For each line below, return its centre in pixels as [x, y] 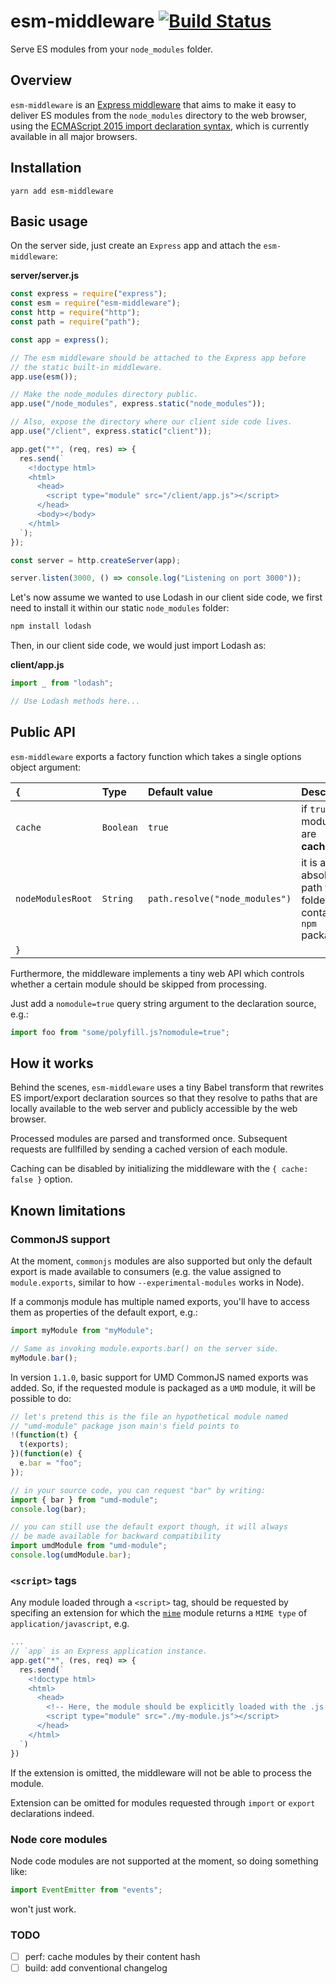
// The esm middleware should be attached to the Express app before [158, 358]
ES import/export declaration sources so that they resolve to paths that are [164, 1098]
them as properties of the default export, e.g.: [104, 1312]
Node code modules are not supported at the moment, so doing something [164, 1861]
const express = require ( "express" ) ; [89, 294]
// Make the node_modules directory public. [104, 395]
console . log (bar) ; [48, 1509]
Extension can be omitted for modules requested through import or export [163, 1802]
